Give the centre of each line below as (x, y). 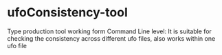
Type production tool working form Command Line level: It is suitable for (109, 31)
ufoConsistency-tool (68, 13)
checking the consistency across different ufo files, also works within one (111, 38)
